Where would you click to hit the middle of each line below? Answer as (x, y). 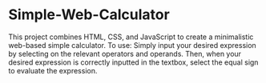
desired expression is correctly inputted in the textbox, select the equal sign (133, 62)
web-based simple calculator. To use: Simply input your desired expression (132, 45)
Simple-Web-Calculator (89, 15)
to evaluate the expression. (53, 70)
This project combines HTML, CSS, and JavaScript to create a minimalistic (131, 37)
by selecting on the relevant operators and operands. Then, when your (125, 53)
